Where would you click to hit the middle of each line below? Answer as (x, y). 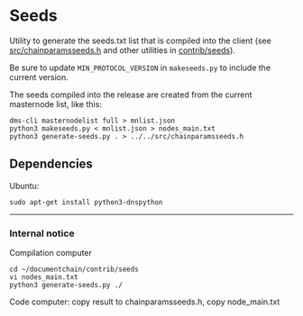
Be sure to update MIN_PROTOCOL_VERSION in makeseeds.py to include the (140, 68)
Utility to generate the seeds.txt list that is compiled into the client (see (141, 41)
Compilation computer (51, 253)
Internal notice (42, 233)
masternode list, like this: (55, 104)
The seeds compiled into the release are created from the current (131, 95)
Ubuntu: (24, 185)
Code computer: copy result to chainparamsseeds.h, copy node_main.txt (145, 302)
